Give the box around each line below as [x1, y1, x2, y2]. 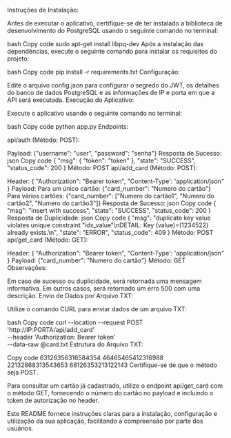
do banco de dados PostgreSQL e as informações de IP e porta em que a [7, 89, 215, 96]
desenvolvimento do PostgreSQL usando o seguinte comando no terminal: [7, 27, 219, 34]
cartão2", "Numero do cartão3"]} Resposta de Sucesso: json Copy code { [7, 199, 217, 207]
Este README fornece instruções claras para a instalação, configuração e [7, 410, 217, 417]
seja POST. [7, 368, 39, 376]
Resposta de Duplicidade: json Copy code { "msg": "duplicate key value [7, 213, 212, 222]
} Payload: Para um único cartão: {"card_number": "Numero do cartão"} [7, 185, 212, 192]
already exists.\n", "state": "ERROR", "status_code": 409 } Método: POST [7, 229, 214, 236]
